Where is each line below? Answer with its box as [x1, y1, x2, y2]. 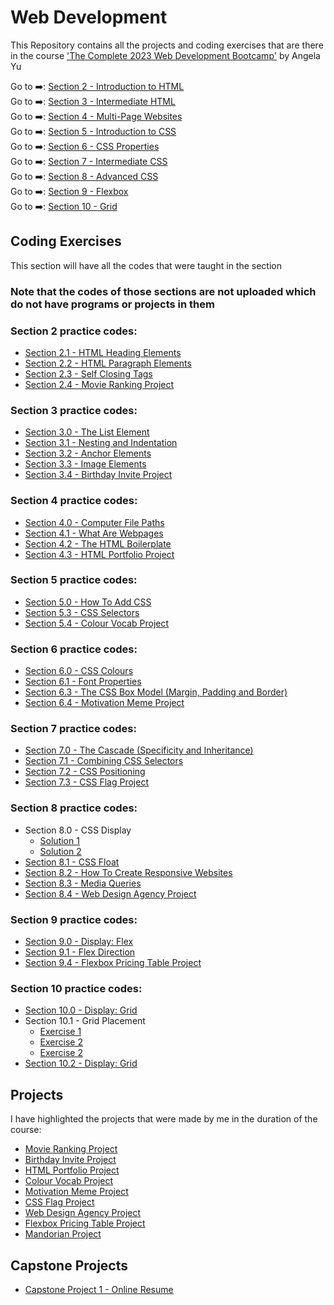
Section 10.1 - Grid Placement [24, 1015, 146, 1027]
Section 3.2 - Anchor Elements [24, 447, 152, 460]
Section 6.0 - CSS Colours [24, 665, 134, 677]
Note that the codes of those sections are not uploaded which [10, 284, 317, 298]
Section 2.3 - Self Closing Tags [24, 367, 153, 380]
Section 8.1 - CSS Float [24, 856, 120, 868]
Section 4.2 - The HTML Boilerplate [24, 537, 172, 550]
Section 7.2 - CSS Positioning [24, 766, 146, 778]
